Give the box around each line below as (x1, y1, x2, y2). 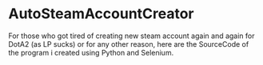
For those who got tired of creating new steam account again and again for (8, 31, 255, 40)
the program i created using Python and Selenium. (8, 48, 174, 57)
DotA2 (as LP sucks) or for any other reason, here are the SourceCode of (8, 39, 249, 48)
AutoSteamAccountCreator (8, 5, 194, 23)
